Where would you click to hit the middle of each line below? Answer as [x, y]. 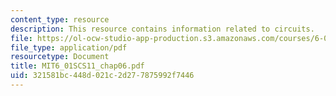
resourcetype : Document [60, 57]
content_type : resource [60, 19]
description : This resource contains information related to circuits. [162, 29]
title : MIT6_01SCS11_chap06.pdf [77, 66]
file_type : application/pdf [69, 47]
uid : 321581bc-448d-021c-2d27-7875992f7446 [102, 76]
